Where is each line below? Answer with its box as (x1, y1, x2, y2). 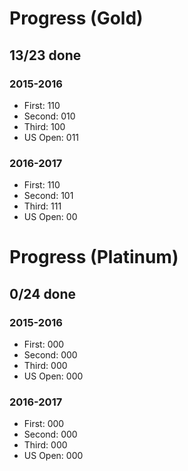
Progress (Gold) (9, 7, 144, 30)
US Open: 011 (23, 131, 80, 143)
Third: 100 (23, 120, 66, 132)
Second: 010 (23, 110, 76, 122)
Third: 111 (23, 200, 62, 212)
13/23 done (9, 47, 82, 64)
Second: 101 (23, 190, 74, 202)
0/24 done (9, 285, 77, 302)
